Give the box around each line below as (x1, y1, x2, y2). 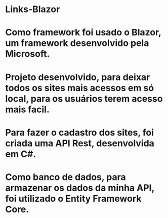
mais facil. (5, 104, 50, 115)
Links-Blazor (5, 4, 60, 15)
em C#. (5, 148, 36, 160)
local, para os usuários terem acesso (5, 93, 163, 104)
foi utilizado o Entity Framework (5, 193, 142, 204)
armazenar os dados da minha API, (5, 182, 154, 193)
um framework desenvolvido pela (5, 37, 149, 49)
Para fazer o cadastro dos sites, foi (5, 126, 154, 138)
